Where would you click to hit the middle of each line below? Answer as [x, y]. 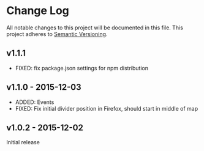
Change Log [38, 11]
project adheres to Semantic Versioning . [57, 34]
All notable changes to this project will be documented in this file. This [95, 28]
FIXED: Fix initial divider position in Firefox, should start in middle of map [106, 108]
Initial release [23, 142]
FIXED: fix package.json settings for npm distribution [82, 68]
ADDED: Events [35, 102]
